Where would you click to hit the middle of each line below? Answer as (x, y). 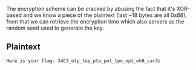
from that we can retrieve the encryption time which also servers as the (95, 21)
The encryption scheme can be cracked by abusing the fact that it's (91, 9)
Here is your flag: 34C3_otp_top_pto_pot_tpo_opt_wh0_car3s (84, 61)
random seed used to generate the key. (55, 28)
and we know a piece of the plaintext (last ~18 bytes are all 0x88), (105, 15)
